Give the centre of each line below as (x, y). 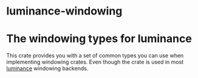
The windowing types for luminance (99, 39)
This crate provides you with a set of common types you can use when (95, 56)
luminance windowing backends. (47, 68)
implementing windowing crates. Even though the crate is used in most (95, 62)
